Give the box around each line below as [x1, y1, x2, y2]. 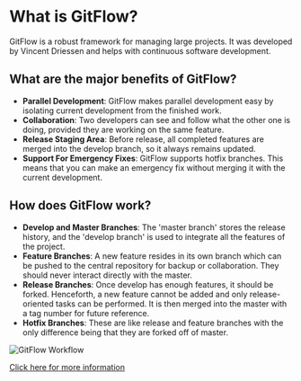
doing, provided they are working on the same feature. [22, 124, 225, 135]
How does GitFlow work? [9, 198, 152, 213]
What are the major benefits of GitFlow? [9, 72, 237, 87]
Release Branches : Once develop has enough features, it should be [22, 279, 274, 289]
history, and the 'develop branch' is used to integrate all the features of [22, 231, 286, 242]
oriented [22, 298, 54, 309]
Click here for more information [9, 361, 126, 372]
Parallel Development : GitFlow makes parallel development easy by [22, 95, 274, 106]
